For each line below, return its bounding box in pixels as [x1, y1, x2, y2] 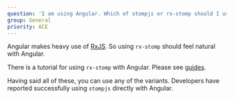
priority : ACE [7, 23, 49, 30]
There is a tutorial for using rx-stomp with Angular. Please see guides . [7, 63, 207, 72]
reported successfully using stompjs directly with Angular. [7, 84, 173, 93]
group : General [7, 17, 52, 24]
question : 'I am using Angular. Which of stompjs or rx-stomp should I [7, 10, 219, 17]
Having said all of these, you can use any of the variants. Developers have [7, 77, 220, 85]
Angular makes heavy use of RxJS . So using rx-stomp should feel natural [7, 43, 216, 51]
